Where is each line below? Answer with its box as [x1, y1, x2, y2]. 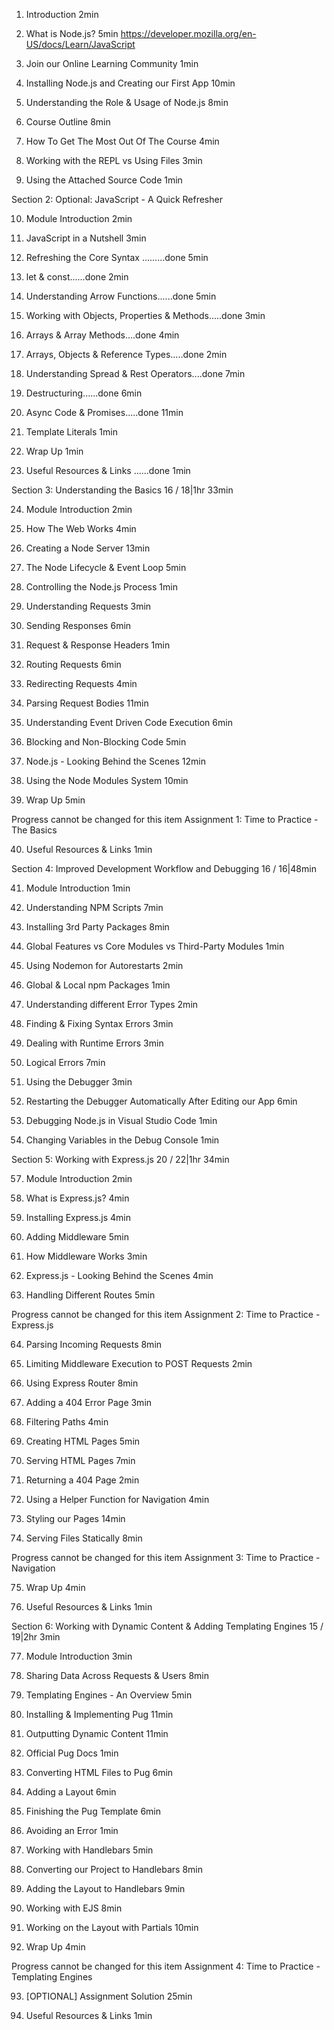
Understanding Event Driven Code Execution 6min [25, 717, 233, 728]
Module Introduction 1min [25, 882, 131, 894]
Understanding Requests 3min [25, 600, 152, 612]
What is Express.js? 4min [25, 1192, 130, 1204]
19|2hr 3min [11, 1631, 61, 1643]
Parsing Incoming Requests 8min [25, 1339, 163, 1350]
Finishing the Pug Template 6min [25, 1805, 162, 1817]
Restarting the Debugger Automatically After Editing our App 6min [25, 1095, 298, 1107]
